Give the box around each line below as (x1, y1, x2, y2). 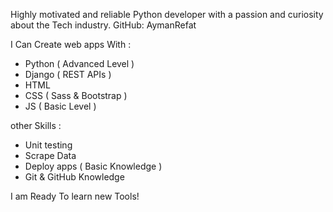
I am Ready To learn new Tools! (10, 190, 140, 202)
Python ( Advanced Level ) (24, 58, 135, 69)
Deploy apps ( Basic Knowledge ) (24, 160, 163, 172)
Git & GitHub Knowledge (24, 171, 125, 183)
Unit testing (24, 139, 73, 151)
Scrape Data (24, 150, 77, 161)
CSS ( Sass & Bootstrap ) (24, 90, 128, 101)
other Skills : (10, 120, 62, 131)
